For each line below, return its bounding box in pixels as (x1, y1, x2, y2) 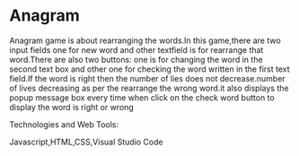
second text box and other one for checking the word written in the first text (9, 64, 290, 74)
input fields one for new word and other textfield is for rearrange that (9, 44, 264, 55)
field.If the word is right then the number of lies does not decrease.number (9, 73, 286, 83)
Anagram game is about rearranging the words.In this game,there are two (9, 35, 281, 46)
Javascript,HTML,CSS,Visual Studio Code (9, 136, 163, 147)
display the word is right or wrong (9, 101, 135, 112)
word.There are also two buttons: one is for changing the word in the (9, 54, 263, 65)
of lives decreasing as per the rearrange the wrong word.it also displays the (9, 82, 289, 93)
